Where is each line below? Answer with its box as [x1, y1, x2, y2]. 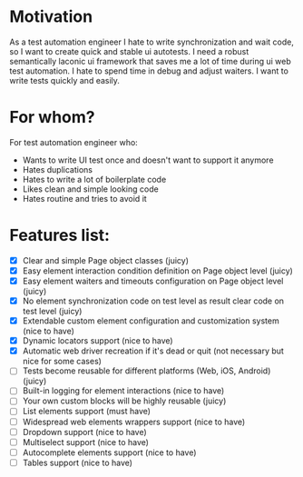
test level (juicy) [22, 306, 83, 317]
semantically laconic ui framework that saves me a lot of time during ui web [9, 55, 292, 66]
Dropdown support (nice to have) [22, 426, 147, 437]
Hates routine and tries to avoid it [22, 193, 147, 204]
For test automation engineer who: [9, 136, 138, 147]
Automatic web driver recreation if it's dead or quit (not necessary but [22, 345, 284, 356]
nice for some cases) [22, 356, 103, 367]
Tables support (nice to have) [22, 457, 133, 468]
